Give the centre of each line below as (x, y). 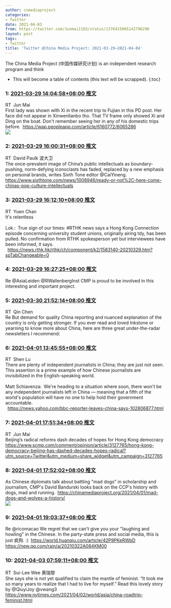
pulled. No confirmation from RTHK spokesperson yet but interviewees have (86, 238)
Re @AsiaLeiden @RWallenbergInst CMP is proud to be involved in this (80, 280)
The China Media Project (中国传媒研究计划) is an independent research (81, 63)
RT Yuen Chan (21, 211)
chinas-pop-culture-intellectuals (39, 186)
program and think (25, 69)
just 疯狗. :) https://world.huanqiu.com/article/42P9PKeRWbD (70, 540)
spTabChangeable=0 (27, 255)
